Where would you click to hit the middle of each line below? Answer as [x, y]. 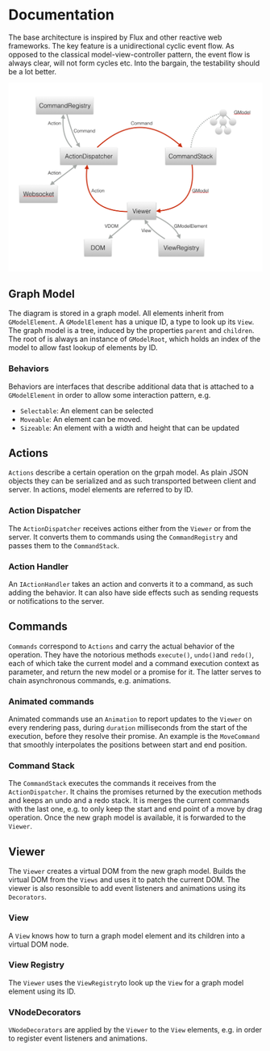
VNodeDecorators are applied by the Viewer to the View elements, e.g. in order [135, 1030]
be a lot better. [33, 71]
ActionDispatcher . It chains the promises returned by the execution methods [135, 792]
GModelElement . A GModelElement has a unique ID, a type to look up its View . [131, 322]
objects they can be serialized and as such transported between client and [132, 481]
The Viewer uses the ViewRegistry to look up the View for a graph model [126, 982]
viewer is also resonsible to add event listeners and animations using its [127, 888]
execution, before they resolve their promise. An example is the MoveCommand [134, 737]
